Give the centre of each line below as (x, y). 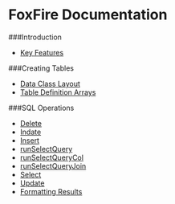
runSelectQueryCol (52, 157)
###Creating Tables (41, 68)
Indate (31, 132)
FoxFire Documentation (88, 15)
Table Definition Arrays (58, 92)
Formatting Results (51, 191)
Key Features (42, 52)
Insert (30, 140)
